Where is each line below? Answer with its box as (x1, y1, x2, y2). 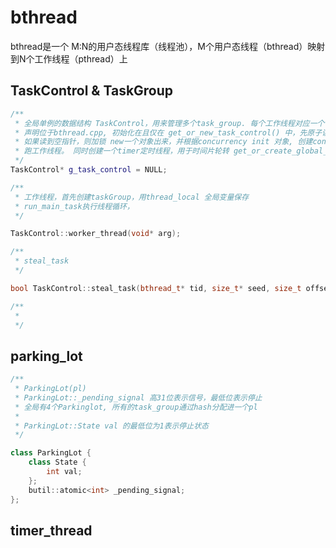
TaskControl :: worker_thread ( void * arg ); (10, 229, 182, 239)
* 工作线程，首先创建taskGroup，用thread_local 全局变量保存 (14, 192, 250, 202)
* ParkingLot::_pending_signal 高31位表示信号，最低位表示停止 (14, 392, 263, 403)
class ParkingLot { (10, 448, 92, 458)
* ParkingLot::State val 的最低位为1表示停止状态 (14, 421, 209, 431)
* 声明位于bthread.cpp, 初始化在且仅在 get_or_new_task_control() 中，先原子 (14, 127, 323, 138)
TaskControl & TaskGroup (10, 82, 174, 100)
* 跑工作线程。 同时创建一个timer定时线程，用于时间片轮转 (14, 146, 230, 156)
